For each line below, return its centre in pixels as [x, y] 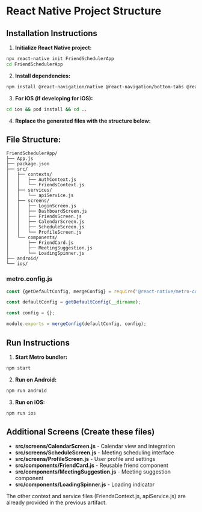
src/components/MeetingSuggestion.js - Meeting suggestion [93, 472]
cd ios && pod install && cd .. [47, 109]
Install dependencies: [43, 76]
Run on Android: [36, 379]
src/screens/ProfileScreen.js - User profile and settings [85, 459]
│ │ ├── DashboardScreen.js [47, 212]
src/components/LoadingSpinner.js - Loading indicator [85, 484]
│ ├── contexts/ [29, 175]
